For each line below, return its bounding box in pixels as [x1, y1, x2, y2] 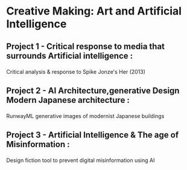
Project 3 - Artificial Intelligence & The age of [6, 130, 179, 140]
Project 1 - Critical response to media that [6, 41, 165, 51]
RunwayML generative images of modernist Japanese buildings [6, 112, 165, 119]
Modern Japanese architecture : [6, 95, 130, 105]
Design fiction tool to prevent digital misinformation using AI [6, 157, 155, 164]
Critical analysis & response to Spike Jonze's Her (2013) [6, 68, 146, 75]
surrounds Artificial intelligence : [6, 50, 133, 61]
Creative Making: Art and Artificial [6, 4, 182, 18]
